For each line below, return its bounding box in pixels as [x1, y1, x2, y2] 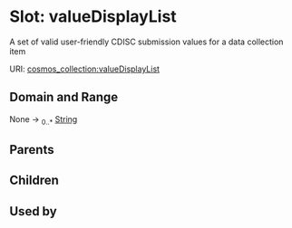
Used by [9, 204, 57, 219]
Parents [9, 142, 54, 157]
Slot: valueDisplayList [9, 6, 177, 27]
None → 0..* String [9, 113, 78, 127]
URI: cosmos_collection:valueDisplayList [9, 63, 161, 74]
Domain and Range [9, 90, 119, 105]
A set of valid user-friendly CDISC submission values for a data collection [9, 36, 284, 47]
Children [9, 173, 59, 188]
